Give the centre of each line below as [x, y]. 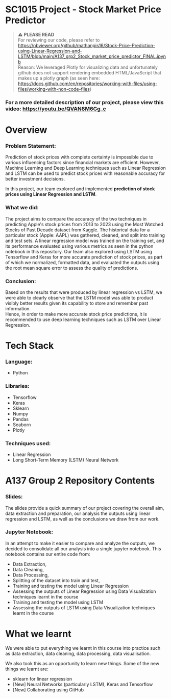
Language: [19, 362]
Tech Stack [30, 346]
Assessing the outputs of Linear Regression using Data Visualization [84, 591]
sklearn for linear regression [42, 679]
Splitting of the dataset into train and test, [56, 580]
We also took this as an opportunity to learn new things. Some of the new [82, 663]
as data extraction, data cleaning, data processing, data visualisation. [78, 653]
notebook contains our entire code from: [48, 554]
